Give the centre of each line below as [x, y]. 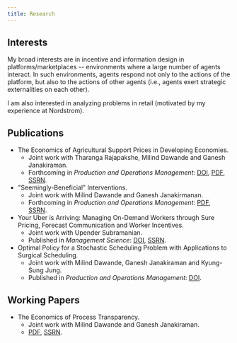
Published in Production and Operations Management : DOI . [115, 278]
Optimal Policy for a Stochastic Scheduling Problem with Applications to [122, 248]
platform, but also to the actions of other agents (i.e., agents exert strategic [117, 82]
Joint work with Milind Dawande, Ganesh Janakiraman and [114, 263]
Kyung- [212, 263]
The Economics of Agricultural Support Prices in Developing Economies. [123, 150]
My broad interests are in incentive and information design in [96, 59]
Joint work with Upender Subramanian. [85, 233]
